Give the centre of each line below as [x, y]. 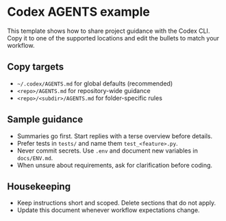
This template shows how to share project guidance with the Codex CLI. [109, 31]
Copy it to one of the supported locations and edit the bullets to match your [113, 38]
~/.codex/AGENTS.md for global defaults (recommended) [95, 83]
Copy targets [35, 67]
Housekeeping [39, 186]
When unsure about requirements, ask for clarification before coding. [115, 165]
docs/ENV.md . [35, 157]
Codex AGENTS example [79, 12]
